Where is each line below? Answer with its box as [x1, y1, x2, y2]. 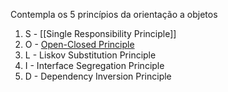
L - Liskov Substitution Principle [24, 49, 157, 61]
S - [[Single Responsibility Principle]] [24, 28, 177, 39]
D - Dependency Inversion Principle [24, 70, 172, 82]
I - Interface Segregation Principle [24, 60, 165, 71]
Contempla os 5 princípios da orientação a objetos [10, 9, 218, 20]
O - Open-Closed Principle [24, 39, 135, 50]
